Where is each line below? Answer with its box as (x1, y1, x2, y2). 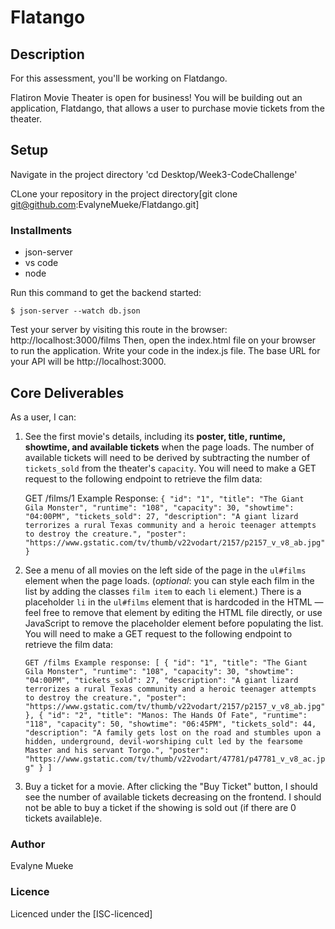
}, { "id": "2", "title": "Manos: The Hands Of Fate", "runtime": (24, 710, 308, 720)
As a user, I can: (10, 411, 77, 423)
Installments (10, 223, 73, 237)
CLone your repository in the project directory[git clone (10, 187, 238, 200)
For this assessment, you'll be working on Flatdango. (10, 72, 228, 84)
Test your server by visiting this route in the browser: (10, 324, 228, 336)
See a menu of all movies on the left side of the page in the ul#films (24, 564, 307, 576)
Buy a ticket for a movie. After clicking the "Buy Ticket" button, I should (24, 780, 318, 792)
